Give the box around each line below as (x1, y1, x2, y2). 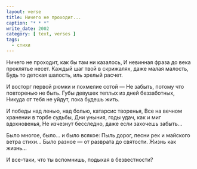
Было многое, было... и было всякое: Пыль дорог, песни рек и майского (6, 131, 190, 138)
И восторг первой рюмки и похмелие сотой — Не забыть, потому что (6, 83, 184, 90)
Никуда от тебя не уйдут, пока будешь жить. (6, 95, 120, 102)
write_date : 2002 (6, 25, 50, 32)
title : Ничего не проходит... (6, 14, 82, 20)
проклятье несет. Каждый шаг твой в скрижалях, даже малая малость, (6, 65, 189, 72)
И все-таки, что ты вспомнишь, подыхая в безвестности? (6, 156, 153, 163)
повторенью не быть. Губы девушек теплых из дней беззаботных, (6, 89, 175, 96)
